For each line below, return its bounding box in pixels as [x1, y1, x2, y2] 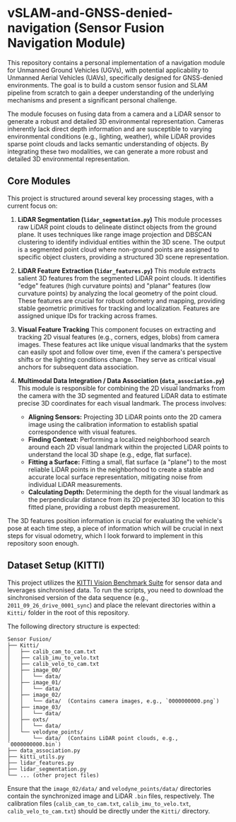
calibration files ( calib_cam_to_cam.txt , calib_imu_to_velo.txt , [7, 799, 191, 807]
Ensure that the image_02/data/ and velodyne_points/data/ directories [7, 784, 212, 792]
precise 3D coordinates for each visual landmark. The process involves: [17, 399, 227, 407]
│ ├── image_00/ [7, 667, 61, 674]
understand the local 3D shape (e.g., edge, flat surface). [28, 450, 192, 459]
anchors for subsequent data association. [17, 363, 139, 371]
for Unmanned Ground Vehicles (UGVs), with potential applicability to [7, 66, 208, 74]
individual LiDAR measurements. [28, 480, 122, 488]
